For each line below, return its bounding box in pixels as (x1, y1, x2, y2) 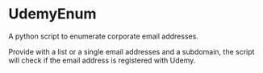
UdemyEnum (8, 5, 97, 23)
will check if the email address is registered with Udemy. (8, 55, 196, 65)
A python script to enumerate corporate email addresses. (8, 31, 199, 41)
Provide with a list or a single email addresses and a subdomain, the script (8, 47, 255, 56)
